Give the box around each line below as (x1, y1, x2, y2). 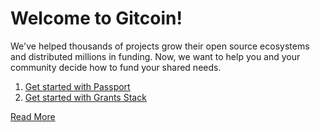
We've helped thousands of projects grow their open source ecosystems (10, 40, 310, 52)
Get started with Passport (24, 80, 131, 92)
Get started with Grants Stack (24, 91, 147, 103)
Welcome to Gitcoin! (10, 7, 183, 30)
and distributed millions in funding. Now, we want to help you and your (10, 50, 301, 62)
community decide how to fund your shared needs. (10, 61, 222, 73)
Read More (10, 110, 56, 122)
